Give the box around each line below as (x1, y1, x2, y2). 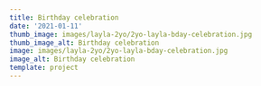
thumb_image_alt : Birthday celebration (9, 38, 160, 47)
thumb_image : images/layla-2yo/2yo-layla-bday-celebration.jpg (9, 30, 253, 39)
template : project (9, 64, 79, 73)
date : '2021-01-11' (9, 21, 83, 30)
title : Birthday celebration (9, 13, 119, 22)
